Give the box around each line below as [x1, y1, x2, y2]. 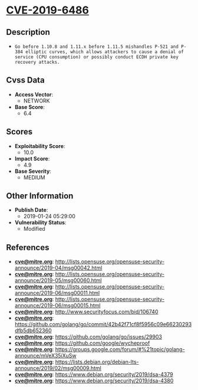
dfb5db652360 [14, 327, 52, 334]
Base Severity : [14, 168, 51, 175]
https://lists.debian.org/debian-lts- [55, 358, 139, 366]
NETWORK [23, 97, 50, 104]
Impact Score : [14, 155, 50, 162]
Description [6, 27, 50, 37]
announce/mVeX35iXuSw [14, 352, 77, 359]
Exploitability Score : [14, 142, 65, 149]
